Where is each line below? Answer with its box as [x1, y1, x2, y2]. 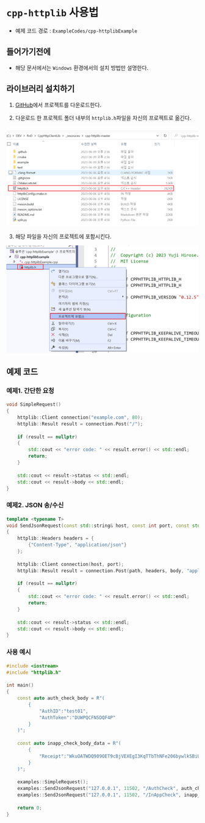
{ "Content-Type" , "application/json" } [28, 542, 127, 548]
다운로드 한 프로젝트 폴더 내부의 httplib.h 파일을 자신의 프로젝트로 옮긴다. [15, 114, 192, 121]
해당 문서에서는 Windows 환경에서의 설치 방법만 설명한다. [15, 64, 149, 71]
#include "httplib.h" [6, 669, 62, 676]
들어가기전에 [6, 47, 51, 57]
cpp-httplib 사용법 [6, 6, 99, 20]
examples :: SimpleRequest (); [17, 779, 88, 785]
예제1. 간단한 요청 [6, 386, 55, 395]
